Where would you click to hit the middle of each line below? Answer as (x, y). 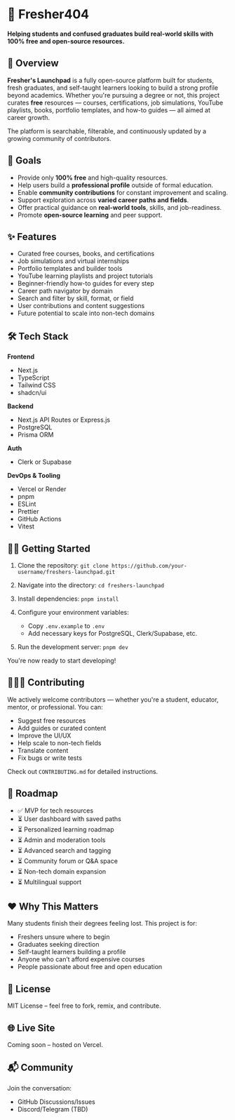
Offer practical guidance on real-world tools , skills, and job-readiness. (120, 207)
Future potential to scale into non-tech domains (86, 313)
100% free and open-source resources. (66, 41)
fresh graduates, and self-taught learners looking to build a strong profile (113, 88)
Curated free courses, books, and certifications (86, 254)
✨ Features (32, 237)
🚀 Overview (33, 64)
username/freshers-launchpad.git (66, 572)
